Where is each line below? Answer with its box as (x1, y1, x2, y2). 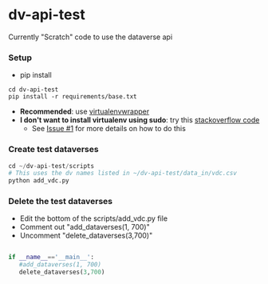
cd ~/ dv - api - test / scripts (8, 162, 94, 170)
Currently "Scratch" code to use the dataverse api (8, 32, 173, 42)
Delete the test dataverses (8, 196, 113, 207)
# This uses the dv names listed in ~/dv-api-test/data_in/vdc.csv (8, 170, 238, 178)
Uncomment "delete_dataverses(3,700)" (19, 230, 153, 241)
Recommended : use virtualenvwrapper (19, 106, 150, 117)
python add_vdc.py (8, 177, 69, 185)
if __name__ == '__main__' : (8, 254, 94, 262)
